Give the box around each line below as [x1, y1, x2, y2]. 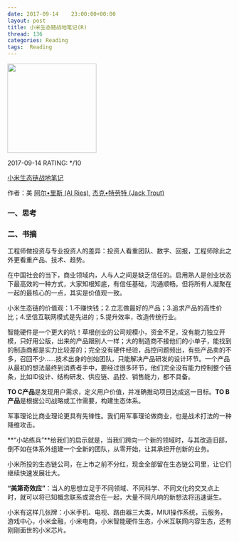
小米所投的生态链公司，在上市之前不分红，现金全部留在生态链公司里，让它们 [7, 460, 232, 468]
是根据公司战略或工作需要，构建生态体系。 [20, 397, 144, 405]
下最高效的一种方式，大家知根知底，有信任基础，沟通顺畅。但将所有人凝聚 [7, 280, 225, 288]
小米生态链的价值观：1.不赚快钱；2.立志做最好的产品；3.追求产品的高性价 [7, 304, 223, 313]
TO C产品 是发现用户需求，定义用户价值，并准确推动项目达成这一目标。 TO [7, 388, 225, 396]
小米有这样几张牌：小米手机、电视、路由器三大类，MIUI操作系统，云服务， [7, 508, 227, 517]
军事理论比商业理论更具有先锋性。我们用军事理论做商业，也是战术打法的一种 [7, 412, 232, 420]
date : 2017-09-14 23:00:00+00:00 [7, 10, 116, 18]
